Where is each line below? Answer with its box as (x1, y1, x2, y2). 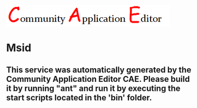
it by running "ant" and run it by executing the (6, 83, 181, 93)
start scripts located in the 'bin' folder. (6, 93, 152, 103)
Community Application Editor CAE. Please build (6, 74, 190, 84)
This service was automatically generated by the (6, 65, 192, 75)
